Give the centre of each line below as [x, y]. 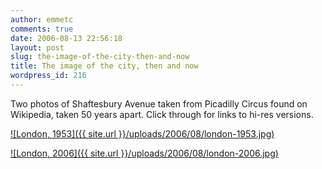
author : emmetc [42, 19]
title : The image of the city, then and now [104, 66]
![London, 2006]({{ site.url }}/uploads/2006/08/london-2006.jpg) [144, 153]
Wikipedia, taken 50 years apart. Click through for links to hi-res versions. [162, 114]
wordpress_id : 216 [48, 76]
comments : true [42, 29]
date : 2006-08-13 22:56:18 [66, 38]
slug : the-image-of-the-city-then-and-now [100, 57]
